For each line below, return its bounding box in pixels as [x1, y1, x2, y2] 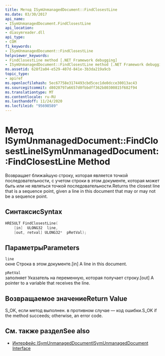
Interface [12, 345, 31, 351]
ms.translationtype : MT [5, 90, 54, 95]
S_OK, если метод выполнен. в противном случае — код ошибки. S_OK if [5, 308, 157, 313]
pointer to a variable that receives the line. [5, 280, 90, 286]
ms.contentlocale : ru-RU [5, 94, 56, 99]
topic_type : [5, 71, 29, 76]
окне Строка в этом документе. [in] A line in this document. [5, 261, 128, 267]
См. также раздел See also [5, 327, 90, 335]
